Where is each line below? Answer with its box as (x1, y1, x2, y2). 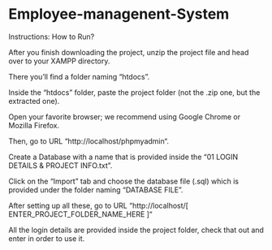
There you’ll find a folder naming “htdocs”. (8, 71, 150, 81)
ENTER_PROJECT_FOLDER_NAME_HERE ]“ (8, 209, 153, 219)
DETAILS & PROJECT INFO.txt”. (8, 160, 113, 170)
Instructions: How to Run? (8, 32, 95, 41)
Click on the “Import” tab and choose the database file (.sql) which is (8, 176, 240, 186)
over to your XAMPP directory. (8, 56, 110, 66)
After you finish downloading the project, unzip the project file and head (8, 47, 249, 57)
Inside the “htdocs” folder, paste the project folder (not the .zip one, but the (8, 87, 261, 97)
